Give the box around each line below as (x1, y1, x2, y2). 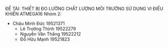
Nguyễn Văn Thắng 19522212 (20, 31, 81, 37)
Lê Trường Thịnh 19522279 (20, 26, 76, 32)
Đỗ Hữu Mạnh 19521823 (20, 36, 70, 42)
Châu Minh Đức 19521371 (12, 21, 65, 26)
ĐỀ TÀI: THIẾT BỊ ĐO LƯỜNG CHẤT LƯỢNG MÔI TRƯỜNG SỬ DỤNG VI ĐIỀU (5, 6, 163, 11)
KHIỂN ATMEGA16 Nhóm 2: (5, 11, 62, 17)
